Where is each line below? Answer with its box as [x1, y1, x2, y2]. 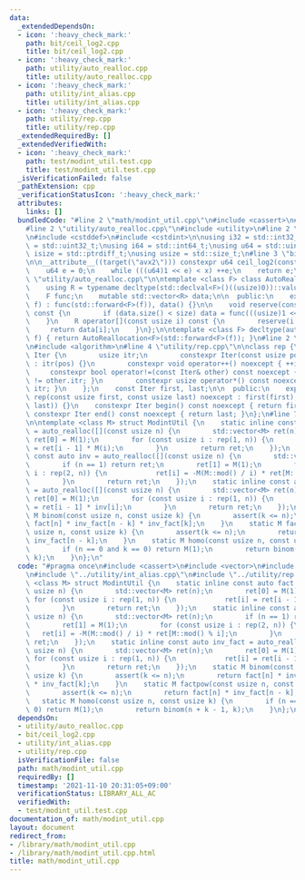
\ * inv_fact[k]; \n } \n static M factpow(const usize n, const [25, 680, 295, 689]
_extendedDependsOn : [17, 22, 95, 31]
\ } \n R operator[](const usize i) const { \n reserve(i [25, 317, 295, 327]
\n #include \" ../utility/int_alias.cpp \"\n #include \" [25, 570, 238, 579]
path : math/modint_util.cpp [17, 764, 124, 773]
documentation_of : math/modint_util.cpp [9, 815, 165, 824]
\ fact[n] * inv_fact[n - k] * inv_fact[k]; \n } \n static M [25, 519, 282, 529]
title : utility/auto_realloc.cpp [25, 73, 152, 82]
